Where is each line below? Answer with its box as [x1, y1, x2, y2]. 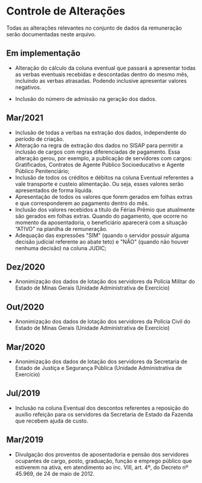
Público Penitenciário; [15, 167, 70, 175]
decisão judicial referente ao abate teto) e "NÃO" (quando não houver [15, 238, 189, 245]
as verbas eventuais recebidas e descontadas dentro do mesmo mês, [15, 71, 189, 78]
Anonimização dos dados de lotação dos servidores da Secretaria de [15, 358, 187, 365]
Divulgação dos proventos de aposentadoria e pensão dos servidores [15, 450, 189, 458]
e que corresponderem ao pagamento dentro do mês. [15, 199, 149, 207]
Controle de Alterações [6, 4, 126, 18]
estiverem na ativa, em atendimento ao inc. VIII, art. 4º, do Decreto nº [15, 464, 189, 471]
